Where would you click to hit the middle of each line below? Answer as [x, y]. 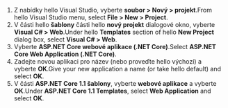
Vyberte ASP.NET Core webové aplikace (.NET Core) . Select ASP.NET [115, 47]
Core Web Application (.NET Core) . [65, 54]
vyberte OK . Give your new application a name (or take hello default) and [117, 69]
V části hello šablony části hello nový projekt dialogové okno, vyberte [114, 25]
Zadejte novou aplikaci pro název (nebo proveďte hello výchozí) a [108, 61]
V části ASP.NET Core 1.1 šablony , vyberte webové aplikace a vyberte [115, 83]
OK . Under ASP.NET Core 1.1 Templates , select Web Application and [112, 91]
